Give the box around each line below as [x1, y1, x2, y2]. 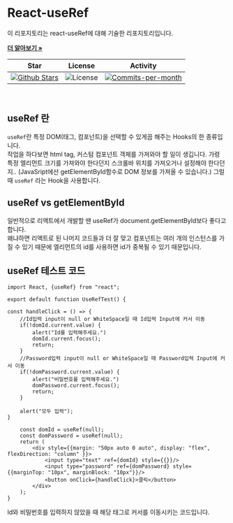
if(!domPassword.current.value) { [20, 368, 120, 375]
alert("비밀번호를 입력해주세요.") [32, 376, 120, 383]
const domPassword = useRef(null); [20, 432, 123, 440]
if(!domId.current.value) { [20, 322, 101, 329]
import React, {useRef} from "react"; [7, 284, 120, 291]
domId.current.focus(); [32, 336, 101, 343]
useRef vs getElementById [7, 197, 125, 209]
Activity [130, 61, 157, 71]
